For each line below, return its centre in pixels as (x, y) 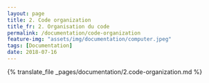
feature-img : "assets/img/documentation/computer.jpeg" (89, 39)
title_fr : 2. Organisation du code (58, 26)
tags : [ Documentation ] (40, 46)
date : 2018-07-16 (32, 53)
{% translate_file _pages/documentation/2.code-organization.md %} (105, 72)
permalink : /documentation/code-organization (74, 33)
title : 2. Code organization (49, 20)
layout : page (26, 13)
